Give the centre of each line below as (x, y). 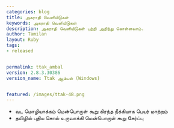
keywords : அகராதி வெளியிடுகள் (42, 23)
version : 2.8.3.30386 (33, 73)
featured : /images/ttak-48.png (45, 94)
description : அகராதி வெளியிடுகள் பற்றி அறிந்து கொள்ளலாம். (75, 29)
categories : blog (28, 12)
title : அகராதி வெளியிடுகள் (38, 17)
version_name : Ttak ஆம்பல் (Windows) (53, 78)
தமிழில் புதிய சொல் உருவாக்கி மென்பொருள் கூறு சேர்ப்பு (79, 118)
